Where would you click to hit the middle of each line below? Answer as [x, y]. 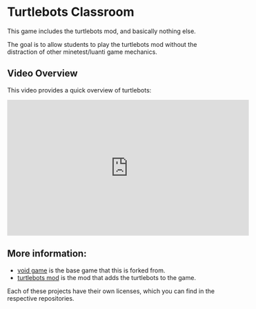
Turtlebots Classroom [71, 12]
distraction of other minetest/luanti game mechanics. [82, 52]
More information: [47, 253]
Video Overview [42, 73]
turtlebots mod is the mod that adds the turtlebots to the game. [107, 277]
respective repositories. [41, 298]
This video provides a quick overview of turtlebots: [79, 90]
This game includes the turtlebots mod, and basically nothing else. [102, 31]
